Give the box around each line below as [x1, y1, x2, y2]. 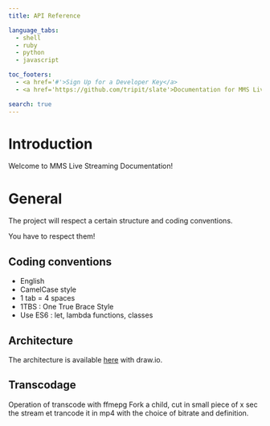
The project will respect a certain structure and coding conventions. [8, 216, 233, 226]
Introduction [8, 134, 93, 153]
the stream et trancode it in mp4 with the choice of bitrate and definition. [8, 408, 249, 418]
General [8, 190, 63, 207]
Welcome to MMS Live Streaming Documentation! [8, 162, 174, 171]
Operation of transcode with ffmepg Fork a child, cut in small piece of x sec [8, 399, 259, 409]
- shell [15, 34, 42, 42]
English [19, 276, 45, 286]
